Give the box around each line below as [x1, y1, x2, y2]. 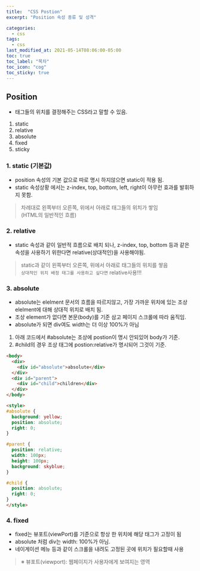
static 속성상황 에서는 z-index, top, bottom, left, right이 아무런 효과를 [14, 184, 179, 191]
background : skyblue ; [11, 463, 66, 469]
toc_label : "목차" [6, 58, 50, 65]
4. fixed [6, 516, 29, 524]
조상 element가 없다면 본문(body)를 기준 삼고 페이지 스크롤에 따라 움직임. [14, 313, 186, 320]
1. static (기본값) [6, 162, 53, 170]
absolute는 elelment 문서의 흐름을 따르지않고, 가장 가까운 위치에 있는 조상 [14, 298, 188, 306]
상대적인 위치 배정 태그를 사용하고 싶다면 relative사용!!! [20, 268, 142, 276]
